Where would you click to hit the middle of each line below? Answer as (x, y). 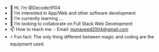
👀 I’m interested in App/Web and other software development (73, 13)
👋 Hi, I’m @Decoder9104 (35, 8)
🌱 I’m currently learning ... (36, 18)
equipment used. (27, 44)
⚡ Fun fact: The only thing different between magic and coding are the (82, 37)
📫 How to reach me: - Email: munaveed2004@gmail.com (69, 29)
